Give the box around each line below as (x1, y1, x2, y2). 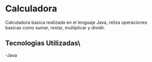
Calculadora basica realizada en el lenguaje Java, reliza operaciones (5, 19, 147, 25)
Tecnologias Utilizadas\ (5, 39, 81, 48)
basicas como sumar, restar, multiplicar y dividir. (5, 24, 106, 30)
